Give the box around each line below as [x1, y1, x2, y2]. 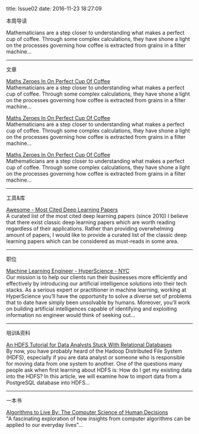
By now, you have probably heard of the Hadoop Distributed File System [6, 347, 182, 354]
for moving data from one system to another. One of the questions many [6, 360, 182, 367]
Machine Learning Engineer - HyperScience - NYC [6, 267, 130, 274]
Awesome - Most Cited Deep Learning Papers [6, 206, 118, 213]
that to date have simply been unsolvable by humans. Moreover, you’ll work [6, 299, 191, 306]
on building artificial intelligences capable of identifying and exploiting [6, 305, 177, 312]
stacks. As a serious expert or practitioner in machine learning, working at [6, 286, 187, 293]
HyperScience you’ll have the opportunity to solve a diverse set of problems [6, 293, 192, 299]
